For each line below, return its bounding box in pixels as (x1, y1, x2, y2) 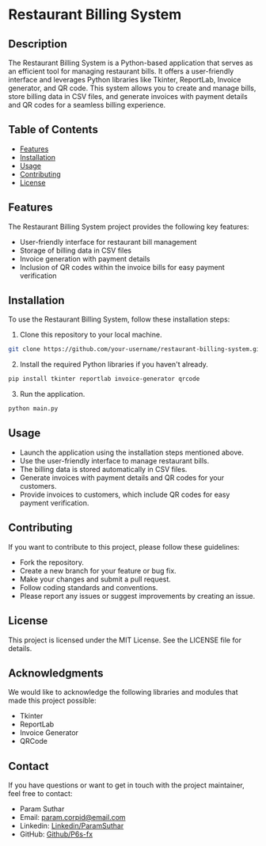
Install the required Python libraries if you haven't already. (19, 360, 208, 369)
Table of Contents (8, 123, 99, 136)
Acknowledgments (8, 666, 104, 680)
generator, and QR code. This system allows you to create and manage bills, (8, 83, 256, 93)
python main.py (8, 405, 59, 413)
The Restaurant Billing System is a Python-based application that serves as (8, 58, 253, 67)
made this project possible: (8, 695, 97, 706)
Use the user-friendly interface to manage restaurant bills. (19, 455, 210, 465)
